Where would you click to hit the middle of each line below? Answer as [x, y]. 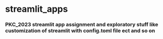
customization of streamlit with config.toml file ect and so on [80, 31]
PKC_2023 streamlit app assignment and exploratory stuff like [82, 25]
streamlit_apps [37, 9]
